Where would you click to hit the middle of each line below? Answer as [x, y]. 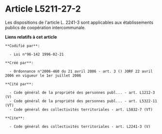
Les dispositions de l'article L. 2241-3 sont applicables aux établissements [79, 22]
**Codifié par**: [23, 46]
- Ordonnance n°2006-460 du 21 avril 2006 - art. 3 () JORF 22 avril [81, 71]
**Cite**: [15, 118]
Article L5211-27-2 [43, 9]
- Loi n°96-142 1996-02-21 [37, 54]
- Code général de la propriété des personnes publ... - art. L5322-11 [83, 101]
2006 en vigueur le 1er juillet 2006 [43, 75]
